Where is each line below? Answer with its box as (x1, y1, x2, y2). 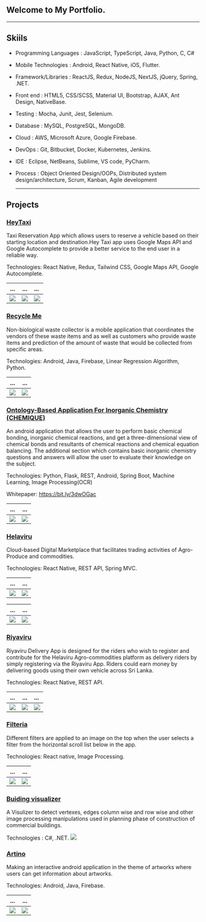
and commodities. (29, 553, 75, 560)
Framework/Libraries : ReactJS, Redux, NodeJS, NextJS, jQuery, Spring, (15, 73, 198, 81)
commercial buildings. (6, 822, 63, 829)
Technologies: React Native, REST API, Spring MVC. (6, 565, 137, 572)
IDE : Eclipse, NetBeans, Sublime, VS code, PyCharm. (15, 157, 151, 165)
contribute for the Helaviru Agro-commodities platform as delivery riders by (6, 653, 197, 661)
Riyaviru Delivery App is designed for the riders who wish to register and (6, 647, 190, 654)
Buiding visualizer (6, 794, 61, 803)
